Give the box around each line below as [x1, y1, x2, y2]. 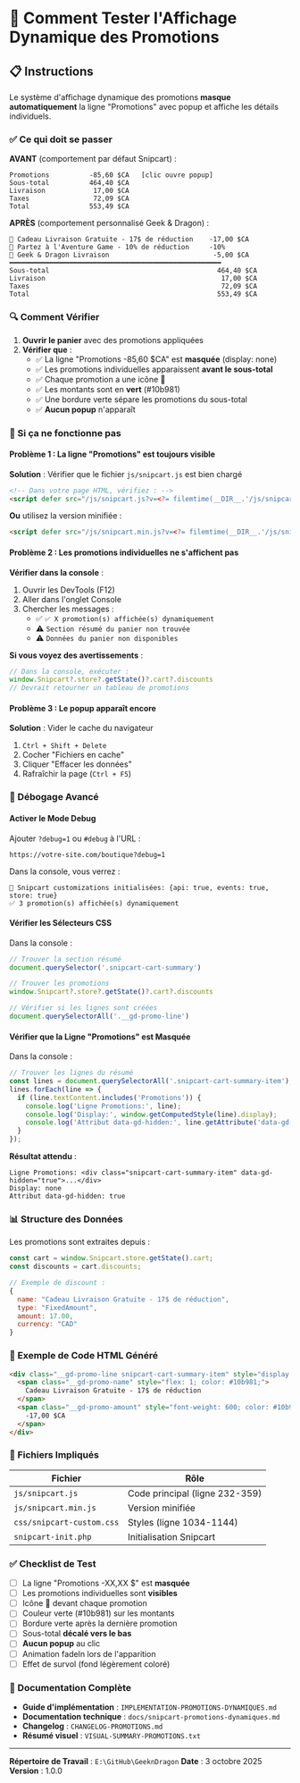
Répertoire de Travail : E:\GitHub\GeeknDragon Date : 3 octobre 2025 [9, 1755, 262, 1766]
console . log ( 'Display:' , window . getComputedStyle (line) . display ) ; [25, 1110, 278, 1119]
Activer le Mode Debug [9, 812, 96, 823]
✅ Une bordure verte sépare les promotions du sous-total [35, 393, 248, 405]
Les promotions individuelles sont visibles [21, 1588, 179, 1599]
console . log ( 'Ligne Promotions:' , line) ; [25, 1101, 181, 1111]
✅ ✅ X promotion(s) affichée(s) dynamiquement [35, 612, 214, 624]
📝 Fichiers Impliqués [9, 1449, 100, 1461]
